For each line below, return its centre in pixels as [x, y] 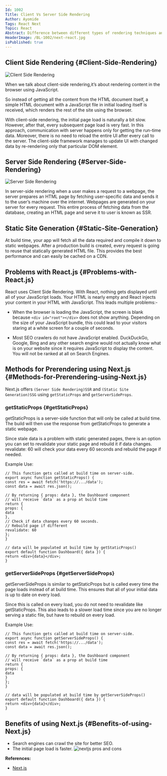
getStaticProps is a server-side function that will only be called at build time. [83, 418]
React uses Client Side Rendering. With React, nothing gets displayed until [81, 292]
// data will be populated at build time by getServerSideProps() [75, 695]
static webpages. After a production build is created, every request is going [83, 246]
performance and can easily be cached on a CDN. [56, 256]
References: [18, 759]
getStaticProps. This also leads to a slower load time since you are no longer [83, 610]
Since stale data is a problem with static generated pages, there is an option [83, 439]
